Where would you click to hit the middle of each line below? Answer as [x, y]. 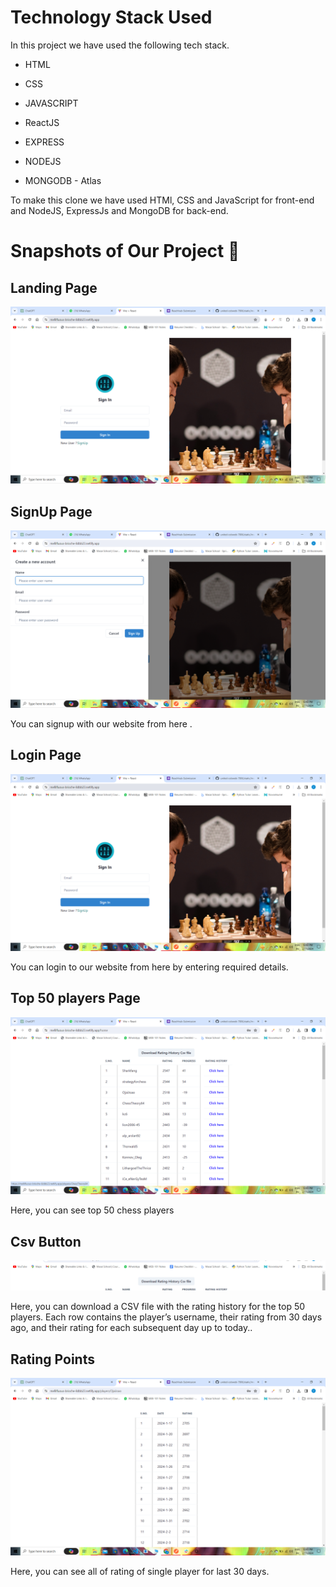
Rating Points [52, 1359]
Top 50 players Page [75, 998]
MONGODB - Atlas [63, 180]
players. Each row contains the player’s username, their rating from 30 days [166, 1317]
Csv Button [46, 1241]
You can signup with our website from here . [101, 723]
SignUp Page [51, 511]
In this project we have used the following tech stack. [120, 45]
